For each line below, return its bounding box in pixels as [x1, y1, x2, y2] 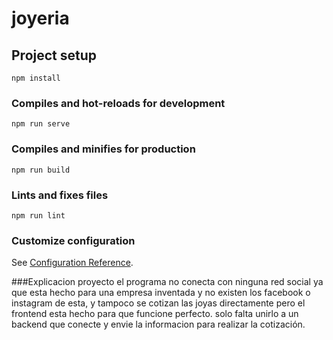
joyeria [11, 7, 70, 30]
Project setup [11, 47, 98, 64]
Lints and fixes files [11, 188, 109, 202]
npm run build [11, 165, 71, 175]
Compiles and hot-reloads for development [11, 96, 226, 110]
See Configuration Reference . [11, 257, 134, 269]
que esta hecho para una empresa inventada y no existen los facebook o [11, 287, 311, 299]
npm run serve [11, 119, 71, 129]
